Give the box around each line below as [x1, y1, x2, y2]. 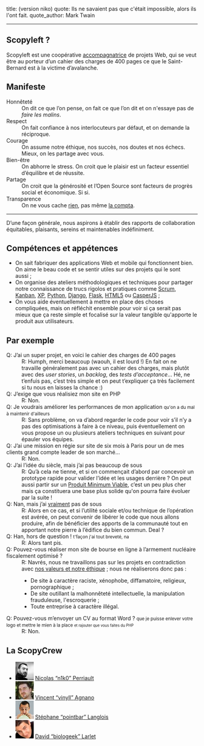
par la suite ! [21, 494, 53, 502]
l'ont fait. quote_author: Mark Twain [6, 12, 95, 19]
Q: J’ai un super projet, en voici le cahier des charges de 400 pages [6, 352, 176, 359]
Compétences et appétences [6, 243, 118, 254]
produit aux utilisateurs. [15, 318, 75, 325]
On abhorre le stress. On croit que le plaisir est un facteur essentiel [21, 163, 189, 170]
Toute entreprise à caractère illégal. [30, 603, 120, 610]
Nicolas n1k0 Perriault [35, 675, 94, 682]
